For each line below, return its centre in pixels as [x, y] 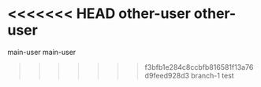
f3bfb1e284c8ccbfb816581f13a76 [199, 67]
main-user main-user [42, 52]
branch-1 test [213, 75]
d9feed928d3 [167, 75]
